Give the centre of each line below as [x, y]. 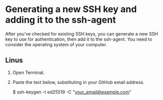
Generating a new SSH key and [71, 9]
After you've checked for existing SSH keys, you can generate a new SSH [82, 34]
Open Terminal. [29, 72]
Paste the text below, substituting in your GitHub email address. [78, 82]
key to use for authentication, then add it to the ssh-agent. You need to [79, 39]
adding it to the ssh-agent [61, 20]
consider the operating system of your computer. [56, 44]
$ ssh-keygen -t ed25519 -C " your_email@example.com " [72, 92]
